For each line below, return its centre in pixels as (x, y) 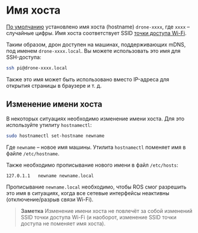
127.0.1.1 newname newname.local (50, 175)
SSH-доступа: (24, 57)
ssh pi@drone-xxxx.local (37, 68)
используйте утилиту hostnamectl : (49, 125)
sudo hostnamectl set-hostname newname (55, 136)
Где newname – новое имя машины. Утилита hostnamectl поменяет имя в (96, 147)
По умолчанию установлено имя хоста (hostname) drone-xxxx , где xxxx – (98, 27)
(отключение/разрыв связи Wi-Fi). (50, 200)
